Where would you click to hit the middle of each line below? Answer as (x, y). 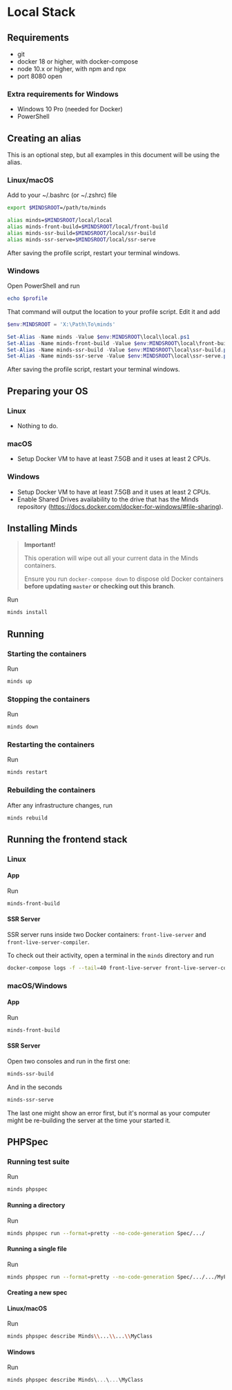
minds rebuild (28, 818)
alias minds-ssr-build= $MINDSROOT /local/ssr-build (81, 233)
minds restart (28, 772)
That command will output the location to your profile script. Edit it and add (114, 311)
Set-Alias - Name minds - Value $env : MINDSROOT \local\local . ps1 (98, 337)
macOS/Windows (37, 985)
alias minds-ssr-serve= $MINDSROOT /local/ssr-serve (81, 239)
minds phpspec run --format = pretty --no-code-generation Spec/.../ (106, 1233)
